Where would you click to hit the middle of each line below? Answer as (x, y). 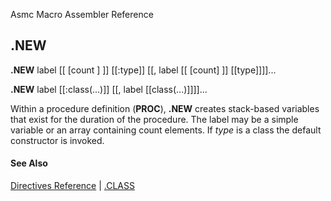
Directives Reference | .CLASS (72, 186)
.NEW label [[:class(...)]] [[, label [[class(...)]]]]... (109, 89)
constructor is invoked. (57, 140)
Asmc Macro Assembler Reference (82, 14)
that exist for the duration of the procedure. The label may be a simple (154, 119)
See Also (29, 163)
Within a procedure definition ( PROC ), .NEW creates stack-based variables (165, 108)
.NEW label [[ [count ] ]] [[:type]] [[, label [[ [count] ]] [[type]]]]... (143, 70)
